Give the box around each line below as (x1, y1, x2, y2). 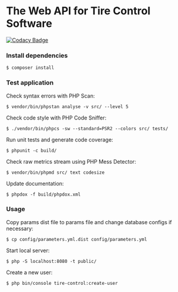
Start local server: (6, 247, 50, 254)
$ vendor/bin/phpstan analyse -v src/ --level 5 (6, 103, 129, 109)
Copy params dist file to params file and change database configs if (6, 218, 172, 225)
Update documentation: (6, 180, 64, 187)
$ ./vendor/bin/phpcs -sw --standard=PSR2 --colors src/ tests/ (6, 125, 169, 131)
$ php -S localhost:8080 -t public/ (6, 258, 97, 264)
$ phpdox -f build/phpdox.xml (6, 191, 81, 197)
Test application (6, 79, 54, 87)
